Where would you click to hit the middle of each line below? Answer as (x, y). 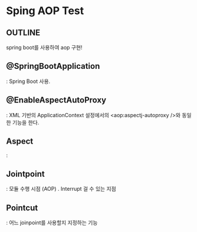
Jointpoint (26, 174)
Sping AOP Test (45, 11)
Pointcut (22, 208)
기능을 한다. (26, 122)
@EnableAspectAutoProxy (56, 100)
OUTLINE (23, 33)
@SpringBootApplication (53, 66)
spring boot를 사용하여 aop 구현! (44, 47)
